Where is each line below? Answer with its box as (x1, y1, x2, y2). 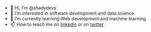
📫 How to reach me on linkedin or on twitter (10, 21, 104, 27)
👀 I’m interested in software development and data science (10, 10, 135, 16)
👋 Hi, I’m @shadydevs (10, 5, 57, 11)
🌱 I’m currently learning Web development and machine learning (10, 16, 146, 21)
